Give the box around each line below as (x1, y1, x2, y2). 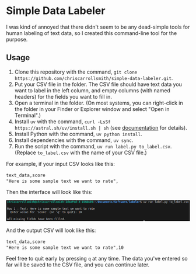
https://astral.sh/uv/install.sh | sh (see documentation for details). (14, 124, 188, 131)
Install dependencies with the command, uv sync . (14, 136, 134, 144)
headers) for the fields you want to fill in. (14, 93, 113, 100)
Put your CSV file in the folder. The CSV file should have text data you (14, 81, 183, 88)
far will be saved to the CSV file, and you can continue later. (6, 261, 150, 268)
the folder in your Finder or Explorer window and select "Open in (14, 105, 170, 112)
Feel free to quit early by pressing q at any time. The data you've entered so (6, 255, 188, 262)
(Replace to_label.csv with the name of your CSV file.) (14, 149, 147, 156)
